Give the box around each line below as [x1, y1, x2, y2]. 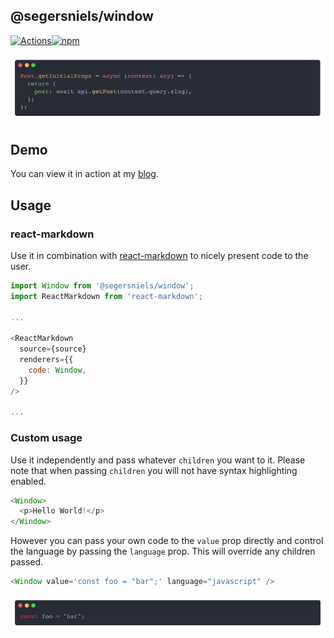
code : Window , [28, 365, 87, 375]
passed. [10, 556, 44, 568]
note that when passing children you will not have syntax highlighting [10, 464, 298, 476]
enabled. [10, 475, 47, 487]
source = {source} [19, 344, 87, 354]
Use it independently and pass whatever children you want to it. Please [10, 454, 306, 466]
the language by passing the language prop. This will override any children [10, 545, 316, 558]
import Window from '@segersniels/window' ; [10, 280, 195, 291]
